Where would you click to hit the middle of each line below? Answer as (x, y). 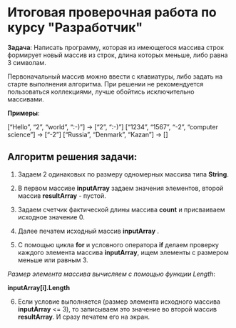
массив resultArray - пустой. (62, 195)
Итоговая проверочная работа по (112, 13)
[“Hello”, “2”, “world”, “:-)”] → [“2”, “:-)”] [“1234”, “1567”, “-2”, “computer (113, 126)
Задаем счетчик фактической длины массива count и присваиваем (121, 209)
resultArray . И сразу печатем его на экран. (84, 317)
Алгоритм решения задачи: (72, 157)
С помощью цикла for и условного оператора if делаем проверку (118, 244)
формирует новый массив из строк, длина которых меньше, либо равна (118, 55)
